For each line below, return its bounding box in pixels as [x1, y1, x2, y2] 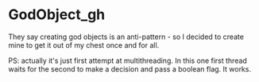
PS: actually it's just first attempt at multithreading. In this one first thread [8, 56, 248, 65]
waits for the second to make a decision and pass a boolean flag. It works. [8, 64, 252, 73]
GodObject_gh [8, 6, 106, 24]
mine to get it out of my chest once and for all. [8, 40, 160, 49]
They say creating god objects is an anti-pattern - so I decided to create [8, 32, 245, 41]
